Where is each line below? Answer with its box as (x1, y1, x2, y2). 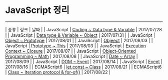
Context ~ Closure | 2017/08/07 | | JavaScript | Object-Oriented (5, 48, 136, 54)
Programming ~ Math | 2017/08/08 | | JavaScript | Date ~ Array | (5, 53, 138, 59)
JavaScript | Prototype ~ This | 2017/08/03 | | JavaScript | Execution (5, 43, 146, 49)
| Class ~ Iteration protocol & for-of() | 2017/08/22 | (5, 69, 111, 75)
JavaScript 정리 (5, 4, 69, 16)
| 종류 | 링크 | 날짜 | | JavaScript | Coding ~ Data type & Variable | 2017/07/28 (5, 26, 162, 32)
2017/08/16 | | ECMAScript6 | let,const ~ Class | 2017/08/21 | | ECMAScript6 (5, 64, 162, 70)
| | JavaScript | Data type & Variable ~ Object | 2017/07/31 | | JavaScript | (5, 32, 155, 38)
